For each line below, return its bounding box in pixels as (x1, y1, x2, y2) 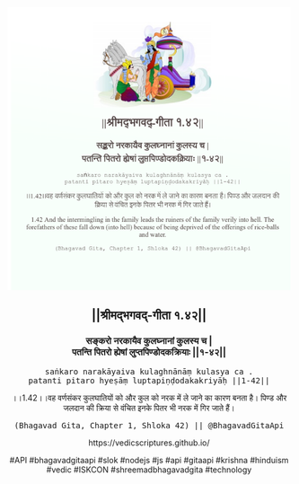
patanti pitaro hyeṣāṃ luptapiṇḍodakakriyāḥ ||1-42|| (28, 375, 270, 385)
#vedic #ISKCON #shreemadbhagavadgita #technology (46, 464, 252, 475)
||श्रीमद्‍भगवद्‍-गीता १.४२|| (91, 308, 207, 323)
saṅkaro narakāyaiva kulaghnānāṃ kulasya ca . (44, 366, 254, 376)
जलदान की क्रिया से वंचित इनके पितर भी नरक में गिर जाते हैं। (63, 402, 235, 413)
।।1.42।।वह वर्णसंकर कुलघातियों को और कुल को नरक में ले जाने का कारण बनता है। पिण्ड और (11, 392, 287, 403)
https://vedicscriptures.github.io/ (87, 437, 211, 448)
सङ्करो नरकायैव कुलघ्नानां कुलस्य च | (85, 335, 213, 348)
